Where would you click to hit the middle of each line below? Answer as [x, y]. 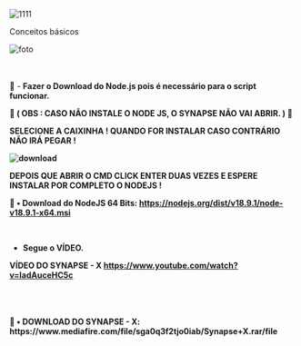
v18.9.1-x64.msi [40, 213]
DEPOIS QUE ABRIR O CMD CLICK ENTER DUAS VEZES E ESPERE [134, 176]
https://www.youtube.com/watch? [171, 265]
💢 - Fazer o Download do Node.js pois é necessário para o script [133, 86]
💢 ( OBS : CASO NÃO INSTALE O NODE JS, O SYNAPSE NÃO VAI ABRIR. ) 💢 [151, 113]
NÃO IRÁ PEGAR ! [43, 140]
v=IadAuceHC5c [41, 275]
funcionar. [30, 96]
